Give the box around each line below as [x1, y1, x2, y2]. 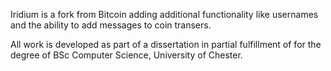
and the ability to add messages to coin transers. [10, 19, 212, 31]
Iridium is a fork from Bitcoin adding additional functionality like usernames [10, 9, 319, 20]
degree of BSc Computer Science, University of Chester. [10, 49, 243, 61]
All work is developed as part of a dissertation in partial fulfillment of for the [10, 39, 322, 50]
